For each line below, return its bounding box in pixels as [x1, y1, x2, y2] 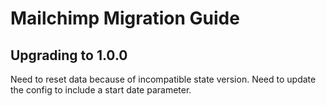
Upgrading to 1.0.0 [10, 47, 128, 64]
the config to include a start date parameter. [10, 84, 192, 96]
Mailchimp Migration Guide [10, 7, 240, 30]
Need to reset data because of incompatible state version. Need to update [10, 73, 317, 85]
